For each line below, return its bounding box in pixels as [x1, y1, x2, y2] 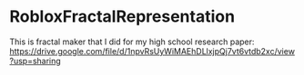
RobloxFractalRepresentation [9, 6, 235, 27]
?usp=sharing [9, 55, 61, 66]
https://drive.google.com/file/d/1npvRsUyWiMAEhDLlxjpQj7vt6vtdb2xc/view [9, 45, 296, 56]
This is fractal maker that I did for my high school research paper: [9, 36, 255, 47]
